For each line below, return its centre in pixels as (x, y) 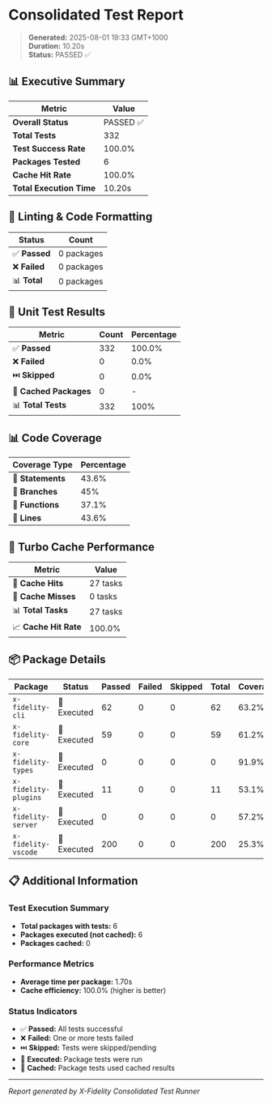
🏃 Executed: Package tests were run (81, 1059)
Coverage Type (42, 465)
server (25, 825)
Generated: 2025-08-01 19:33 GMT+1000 (98, 37)
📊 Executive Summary (67, 81)
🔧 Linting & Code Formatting (81, 217)
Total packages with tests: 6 (69, 926)
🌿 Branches (35, 492)
